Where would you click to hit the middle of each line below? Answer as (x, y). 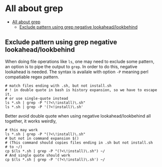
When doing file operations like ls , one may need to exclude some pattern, (80, 61)
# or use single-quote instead (37, 98)
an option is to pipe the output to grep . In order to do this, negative (71, 66)
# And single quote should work (38, 155)
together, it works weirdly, (31, 121)
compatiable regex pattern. (32, 77)
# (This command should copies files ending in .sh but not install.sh (79, 143)
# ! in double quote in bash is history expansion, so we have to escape (81, 90)
